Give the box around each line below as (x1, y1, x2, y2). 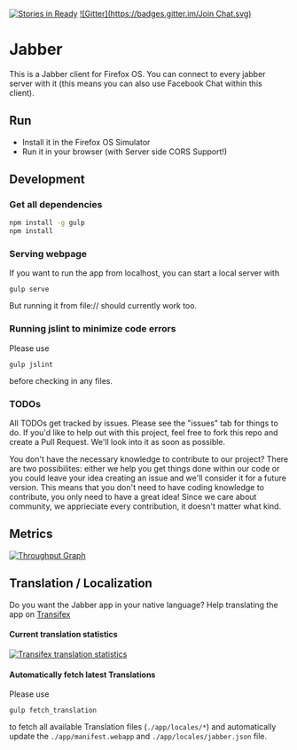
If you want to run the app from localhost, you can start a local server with (9, 268, 280, 278)
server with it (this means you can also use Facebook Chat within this (9, 78, 263, 89)
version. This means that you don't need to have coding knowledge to (9, 482, 264, 493)
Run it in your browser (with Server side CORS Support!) (21, 146, 228, 157)
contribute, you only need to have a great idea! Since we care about (9, 492, 257, 503)
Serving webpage (9, 248, 87, 261)
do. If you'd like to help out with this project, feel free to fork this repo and (9, 427, 278, 438)
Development (9, 172, 86, 187)
